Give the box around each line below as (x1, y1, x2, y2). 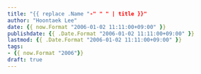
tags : (7, 43, 23, 50)
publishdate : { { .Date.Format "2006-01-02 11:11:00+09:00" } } (7, 30, 195, 37)
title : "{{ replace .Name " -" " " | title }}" (7, 10, 147, 18)
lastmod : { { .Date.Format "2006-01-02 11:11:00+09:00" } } (7, 37, 182, 44)
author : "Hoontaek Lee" (7, 17, 78, 24)
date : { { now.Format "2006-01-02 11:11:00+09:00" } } (7, 23, 166, 30)
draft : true (7, 56, 42, 63)
